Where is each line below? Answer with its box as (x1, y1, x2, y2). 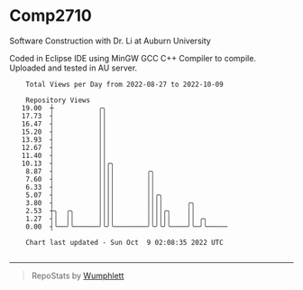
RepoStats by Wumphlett (31, 270, 124, 281)
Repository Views (25, 96, 91, 105)
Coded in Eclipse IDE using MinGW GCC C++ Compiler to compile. (9, 52, 257, 63)
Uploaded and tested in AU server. (9, 62, 138, 73)
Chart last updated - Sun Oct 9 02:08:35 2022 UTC (25, 238, 224, 247)
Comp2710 (9, 5, 92, 26)
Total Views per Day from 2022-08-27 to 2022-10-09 (25, 80, 224, 89)
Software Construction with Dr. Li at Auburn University (9, 35, 212, 46)
